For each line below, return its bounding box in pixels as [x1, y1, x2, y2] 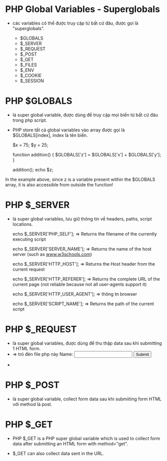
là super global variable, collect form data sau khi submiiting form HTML [12, 396, 162, 402]
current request [12, 266, 45, 272]
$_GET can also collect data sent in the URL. [12, 450, 104, 456]
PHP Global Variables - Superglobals [5, 4, 160, 15]
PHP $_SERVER [5, 199, 70, 211]
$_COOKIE [20, 72, 42, 78]
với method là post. [12, 401, 53, 407]
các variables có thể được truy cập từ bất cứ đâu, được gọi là [12, 20, 139, 26]
